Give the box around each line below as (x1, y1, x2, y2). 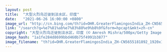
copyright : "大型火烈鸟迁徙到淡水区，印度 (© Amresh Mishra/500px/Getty (5, 30, 149, 35)
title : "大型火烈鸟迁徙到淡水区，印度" (5, 12, 80, 17)
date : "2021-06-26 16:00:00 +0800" (5, 16, 83, 21)
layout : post (5, 7, 32, 12)
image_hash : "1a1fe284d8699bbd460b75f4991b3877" (5, 35, 108, 40)
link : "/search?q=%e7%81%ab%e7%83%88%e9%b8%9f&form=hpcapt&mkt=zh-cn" (5, 26, 155, 31)
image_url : (5, 21, 28, 26)
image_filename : (5, 40, 39, 45)
